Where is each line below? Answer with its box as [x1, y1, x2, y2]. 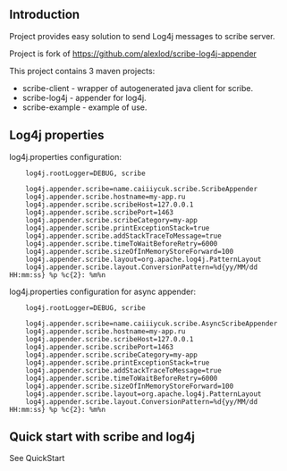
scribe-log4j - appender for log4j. [21, 92, 147, 103]
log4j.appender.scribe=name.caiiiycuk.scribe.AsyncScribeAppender [25, 319, 278, 328]
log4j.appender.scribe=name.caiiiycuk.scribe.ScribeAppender [25, 184, 257, 193]
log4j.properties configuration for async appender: [9, 286, 197, 297]
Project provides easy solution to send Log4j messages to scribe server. [9, 30, 275, 41]
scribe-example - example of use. [21, 102, 148, 113]
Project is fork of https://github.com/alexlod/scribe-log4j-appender [9, 48, 257, 59]
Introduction [9, 7, 80, 22]
